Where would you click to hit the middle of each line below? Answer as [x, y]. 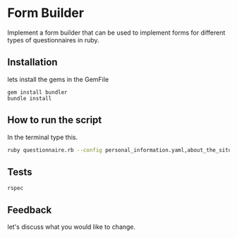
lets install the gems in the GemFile [58, 79]
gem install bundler [38, 92]
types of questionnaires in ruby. [54, 40]
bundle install [30, 98]
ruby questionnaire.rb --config [55, 150]
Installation [32, 63]
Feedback [30, 210]
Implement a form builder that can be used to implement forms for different [116, 32]
